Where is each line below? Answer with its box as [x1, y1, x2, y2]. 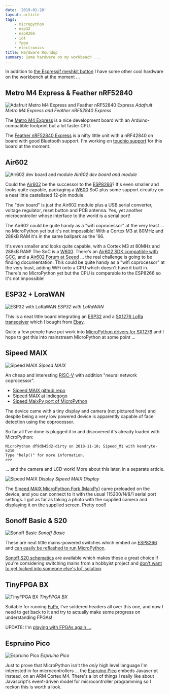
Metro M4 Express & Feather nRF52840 [5, 88, 133, 97]
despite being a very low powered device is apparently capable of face [5, 413, 154, 419]
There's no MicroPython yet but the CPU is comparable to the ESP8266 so [5, 270, 161, 276]
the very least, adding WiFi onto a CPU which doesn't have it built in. [5, 265, 149, 270]
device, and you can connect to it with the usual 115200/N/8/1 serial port [5, 491, 156, 497]
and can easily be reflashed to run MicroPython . [5, 545, 106, 551]
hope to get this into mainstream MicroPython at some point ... [5, 334, 136, 340]
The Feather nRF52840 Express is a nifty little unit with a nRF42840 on [5, 132, 154, 138]
